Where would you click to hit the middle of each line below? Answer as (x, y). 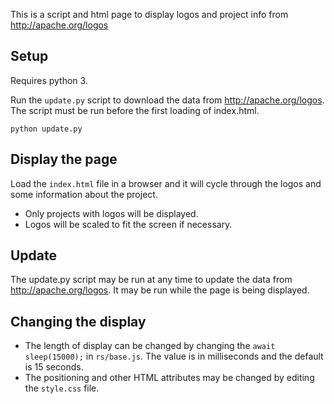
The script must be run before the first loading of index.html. (135, 110)
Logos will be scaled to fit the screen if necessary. (128, 224)
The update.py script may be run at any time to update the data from (151, 280)
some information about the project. (84, 194)
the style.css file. (62, 388)
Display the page (64, 159)
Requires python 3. (49, 80)
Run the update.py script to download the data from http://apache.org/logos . (167, 100)
